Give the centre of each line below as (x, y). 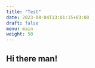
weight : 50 (20, 34)
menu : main (20, 29)
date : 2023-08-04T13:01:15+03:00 (48, 17)
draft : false (22, 23)
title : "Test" (24, 12)
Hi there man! (32, 59)
